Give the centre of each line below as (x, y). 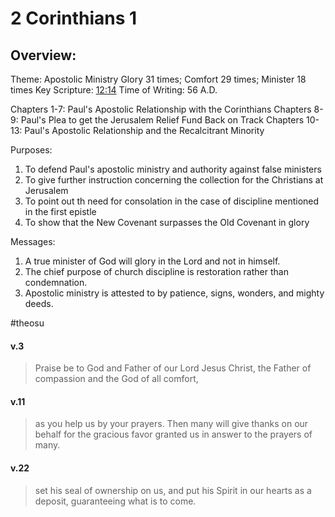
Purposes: (31, 150)
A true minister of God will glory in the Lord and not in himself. (152, 261)
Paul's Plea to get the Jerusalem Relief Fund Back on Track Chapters (162, 120)
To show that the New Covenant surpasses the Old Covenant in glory (167, 222)
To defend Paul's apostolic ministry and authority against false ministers (173, 169)
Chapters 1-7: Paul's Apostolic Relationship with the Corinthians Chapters (161, 109)
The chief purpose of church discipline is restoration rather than (156, 271)
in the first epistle (60, 211)
